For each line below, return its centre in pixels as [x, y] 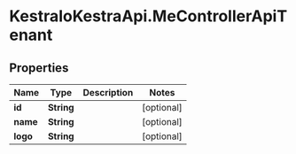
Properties [39, 68]
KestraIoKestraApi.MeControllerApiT [148, 16]
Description [108, 92]
